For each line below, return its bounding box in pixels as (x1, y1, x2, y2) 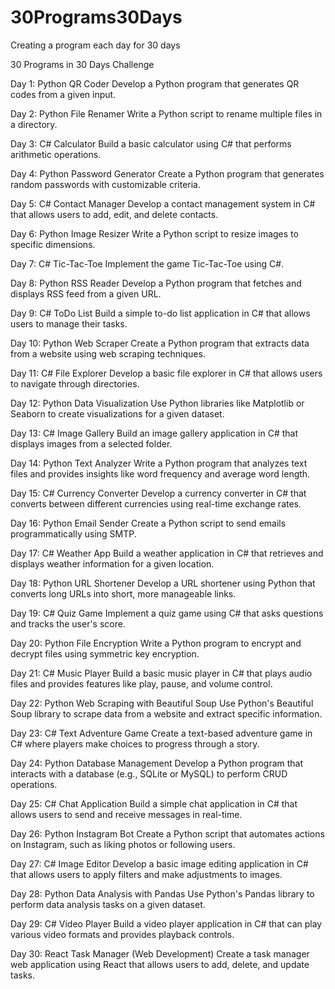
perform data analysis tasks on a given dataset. (10, 898, 206, 910)
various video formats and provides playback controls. (10, 928, 235, 940)
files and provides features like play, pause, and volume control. (10, 677, 273, 690)
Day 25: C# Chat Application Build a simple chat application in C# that (10, 797, 298, 810)
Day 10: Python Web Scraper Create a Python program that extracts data (10, 337, 310, 349)
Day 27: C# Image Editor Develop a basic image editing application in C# (10, 857, 309, 870)
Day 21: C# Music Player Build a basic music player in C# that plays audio (10, 667, 313, 679)
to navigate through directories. (10, 377, 140, 390)
